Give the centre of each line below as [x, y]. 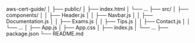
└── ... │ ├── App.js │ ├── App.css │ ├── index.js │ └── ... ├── [87, 27]
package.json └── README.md [45, 34]
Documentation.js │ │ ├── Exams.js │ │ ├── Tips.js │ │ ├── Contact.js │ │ [98, 21]
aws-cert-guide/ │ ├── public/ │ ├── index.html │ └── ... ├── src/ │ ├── [97, 9]
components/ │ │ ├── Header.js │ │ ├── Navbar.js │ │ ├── [79, 15]
